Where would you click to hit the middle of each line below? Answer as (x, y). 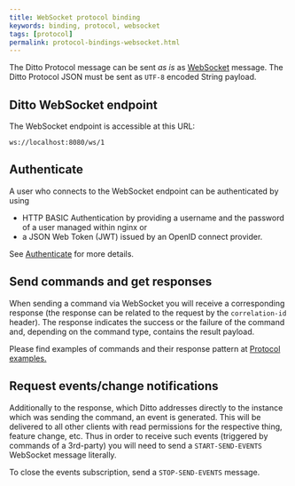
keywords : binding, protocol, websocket (85, 26)
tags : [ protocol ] (41, 34)
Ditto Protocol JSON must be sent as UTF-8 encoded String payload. (133, 77)
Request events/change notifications (114, 386)
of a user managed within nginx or (85, 227)
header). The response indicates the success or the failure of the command (147, 322)
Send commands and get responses (111, 282)
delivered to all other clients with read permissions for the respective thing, (146, 426)
